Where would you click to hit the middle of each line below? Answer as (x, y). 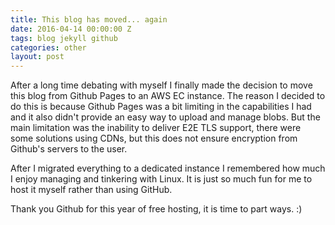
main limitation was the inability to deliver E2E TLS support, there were (156, 128)
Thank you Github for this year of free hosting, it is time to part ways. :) (156, 209)
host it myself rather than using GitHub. (91, 190)
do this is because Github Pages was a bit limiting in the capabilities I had (161, 107)
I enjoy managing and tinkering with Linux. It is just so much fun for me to (161, 179)
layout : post (37, 57)
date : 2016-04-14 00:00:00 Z (71, 29)
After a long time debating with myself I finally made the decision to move (161, 85)
